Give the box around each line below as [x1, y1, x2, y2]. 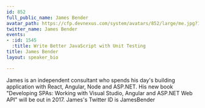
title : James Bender [6, 49, 59, 55]
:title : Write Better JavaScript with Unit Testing [12, 43, 146, 49]
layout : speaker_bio [6, 54, 59, 60]
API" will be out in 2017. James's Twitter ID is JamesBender [6, 96, 156, 103]
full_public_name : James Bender [6, 15, 88, 21]
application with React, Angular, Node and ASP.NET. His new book [6, 83, 173, 90]
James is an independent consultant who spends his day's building [6, 76, 175, 84]
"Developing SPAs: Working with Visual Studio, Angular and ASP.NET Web [6, 89, 193, 96]
